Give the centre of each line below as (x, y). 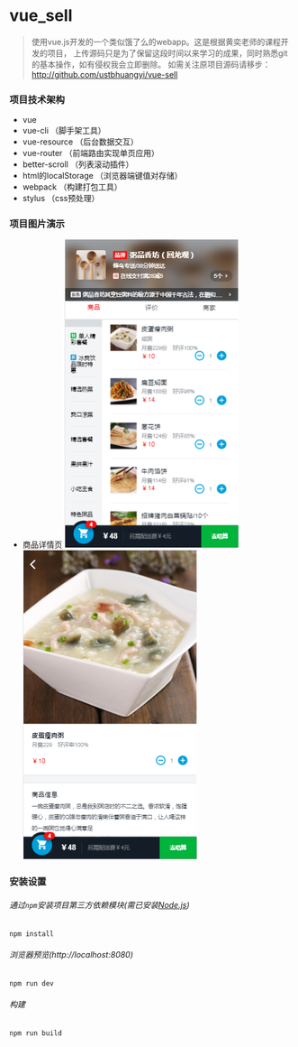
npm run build (36, 1033)
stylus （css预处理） (61, 199)
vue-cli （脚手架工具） (64, 131)
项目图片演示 (37, 224)
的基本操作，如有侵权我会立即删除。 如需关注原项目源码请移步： (151, 64)
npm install (32, 934)
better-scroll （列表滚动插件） (78, 164)
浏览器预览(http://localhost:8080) (71, 955)
